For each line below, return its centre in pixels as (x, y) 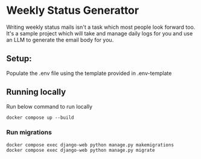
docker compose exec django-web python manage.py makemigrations (90, 145)
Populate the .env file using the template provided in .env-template (89, 73)
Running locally (36, 92)
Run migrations (29, 133)
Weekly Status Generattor (73, 10)
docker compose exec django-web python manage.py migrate (81, 150)
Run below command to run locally (49, 106)
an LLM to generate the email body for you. (60, 40)
